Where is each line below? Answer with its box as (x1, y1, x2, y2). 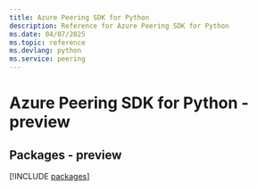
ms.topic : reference (9, 37, 87, 47)
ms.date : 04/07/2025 (9, 29, 87, 38)
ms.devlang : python (9, 46, 82, 55)
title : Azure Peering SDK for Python (9, 12, 150, 22)
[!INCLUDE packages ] (9, 171, 90, 181)
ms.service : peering (9, 54, 87, 63)
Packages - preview (9, 147, 122, 162)
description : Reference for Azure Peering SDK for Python (9, 21, 229, 30)
